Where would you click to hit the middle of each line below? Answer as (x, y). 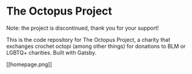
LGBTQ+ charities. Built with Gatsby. (51, 52)
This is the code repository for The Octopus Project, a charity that (88, 39)
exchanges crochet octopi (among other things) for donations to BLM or (96, 46)
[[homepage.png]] (29, 64)
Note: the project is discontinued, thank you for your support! (83, 28)
